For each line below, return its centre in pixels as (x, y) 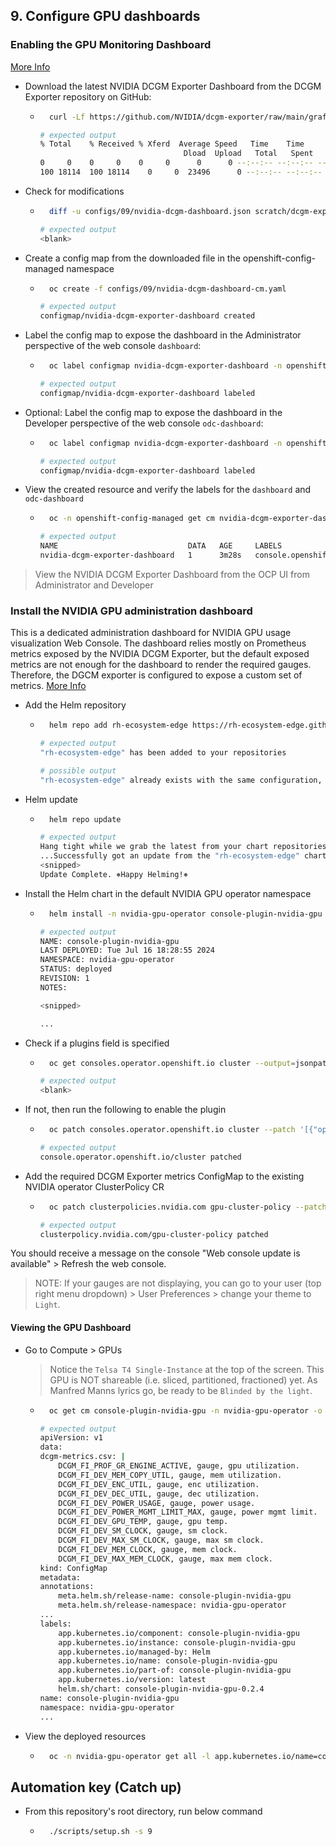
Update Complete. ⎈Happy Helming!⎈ (113, 874)
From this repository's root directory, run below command (143, 1811)
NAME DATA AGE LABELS (161, 546)
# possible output (78, 770)
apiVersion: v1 (71, 1438)
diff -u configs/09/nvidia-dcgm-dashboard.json (150, 211)
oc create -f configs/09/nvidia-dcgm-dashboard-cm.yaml (167, 289)
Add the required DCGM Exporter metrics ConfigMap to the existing (164, 1176)
